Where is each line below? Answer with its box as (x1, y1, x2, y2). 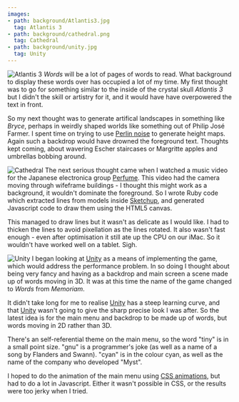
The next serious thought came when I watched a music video (45, 166, 228, 174)
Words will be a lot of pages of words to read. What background (44, 69, 232, 79)
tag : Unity (14, 51, 46, 58)
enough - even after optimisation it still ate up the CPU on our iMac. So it (7, 233, 220, 241)
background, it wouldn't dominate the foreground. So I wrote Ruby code (7, 189, 219, 197)
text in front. (7, 100, 44, 109)
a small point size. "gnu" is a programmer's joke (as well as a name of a (7, 342, 218, 351)
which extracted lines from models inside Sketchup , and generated (7, 196, 205, 204)
